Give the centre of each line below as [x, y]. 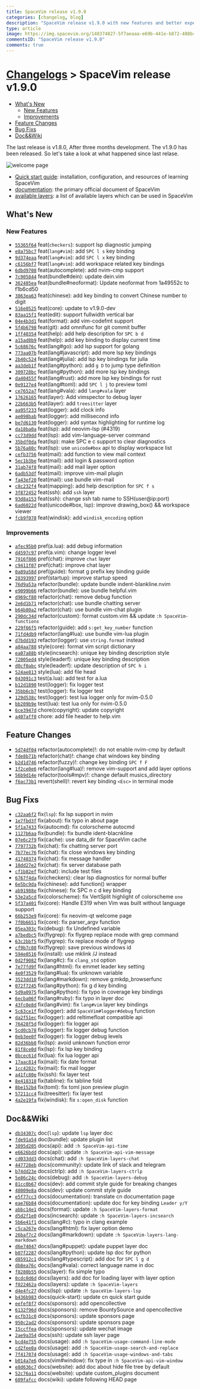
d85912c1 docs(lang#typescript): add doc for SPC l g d [82, 1259]
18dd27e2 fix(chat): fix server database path [68, 865]
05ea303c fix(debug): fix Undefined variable [68, 928]
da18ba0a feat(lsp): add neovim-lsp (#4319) [67, 428]
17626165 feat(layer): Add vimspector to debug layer [78, 397]
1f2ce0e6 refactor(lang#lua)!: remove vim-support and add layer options [103, 768]
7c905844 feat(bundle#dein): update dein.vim [69, 276]
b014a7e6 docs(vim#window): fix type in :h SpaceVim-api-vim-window [99, 1360]
